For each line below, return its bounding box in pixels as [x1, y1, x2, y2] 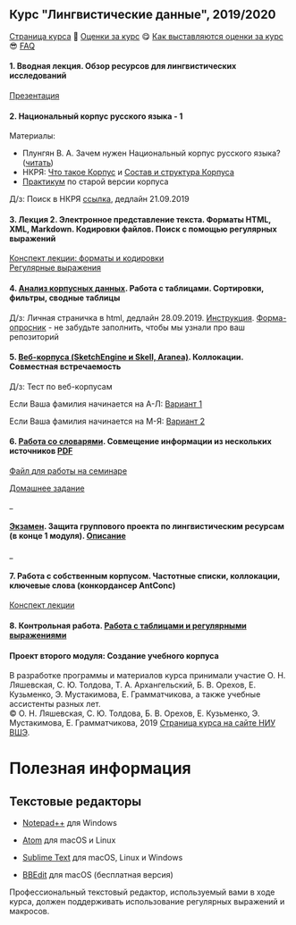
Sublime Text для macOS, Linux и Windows [21, 853, 183, 863]
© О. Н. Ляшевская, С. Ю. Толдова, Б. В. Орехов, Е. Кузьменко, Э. [9, 708, 260, 719]
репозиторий [9, 331, 60, 342]
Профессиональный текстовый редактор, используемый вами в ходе [9, 887, 275, 897]
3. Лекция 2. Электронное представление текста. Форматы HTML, [9, 214, 271, 224]
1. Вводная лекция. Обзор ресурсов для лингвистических [9, 61, 237, 71]
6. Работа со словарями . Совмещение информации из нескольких [9, 436, 273, 447]
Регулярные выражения [9, 263, 101, 273]
